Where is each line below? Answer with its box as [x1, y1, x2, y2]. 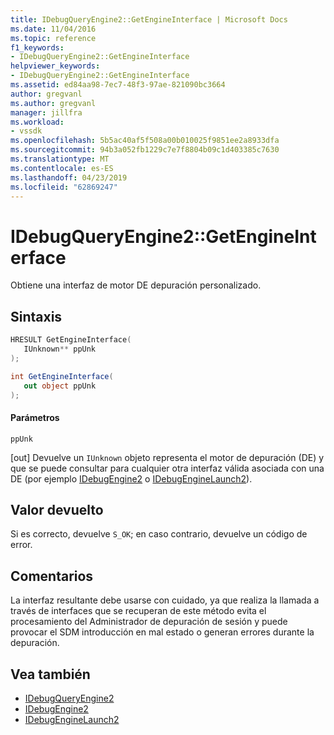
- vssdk [10, 126, 43, 136]
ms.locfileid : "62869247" [10, 182, 118, 192]
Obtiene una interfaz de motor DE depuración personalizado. [10, 279, 262, 291]
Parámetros [10, 411, 60, 423]
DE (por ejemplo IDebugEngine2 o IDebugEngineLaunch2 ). [10, 472, 253, 485]
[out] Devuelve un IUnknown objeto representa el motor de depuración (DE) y [10, 451, 325, 463]
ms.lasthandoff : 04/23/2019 [10, 172, 128, 183]
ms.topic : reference [10, 33, 97, 43]
